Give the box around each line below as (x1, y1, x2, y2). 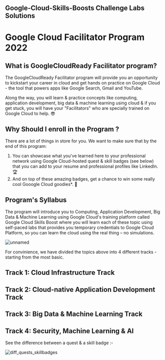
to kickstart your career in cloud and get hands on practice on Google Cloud (5, 80, 161, 86)
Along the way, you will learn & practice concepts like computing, (5, 95, 138, 101)
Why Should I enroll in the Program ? (5, 125, 120, 133)
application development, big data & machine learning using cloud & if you (5, 100, 157, 106)
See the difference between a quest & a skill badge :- (5, 340, 114, 346)
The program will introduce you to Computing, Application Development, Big (5, 209, 161, 215)
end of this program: (5, 143, 47, 149)
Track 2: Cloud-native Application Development (5, 285, 156, 294)
